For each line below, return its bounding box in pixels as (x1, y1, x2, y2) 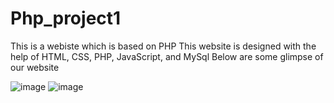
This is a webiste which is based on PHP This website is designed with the (10, 40, 317, 52)
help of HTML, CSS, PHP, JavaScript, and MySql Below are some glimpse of (10, 50, 324, 62)
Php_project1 (10, 7, 122, 30)
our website (10, 61, 60, 73)
